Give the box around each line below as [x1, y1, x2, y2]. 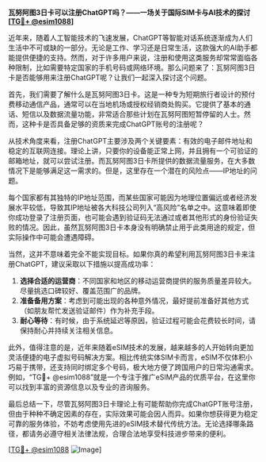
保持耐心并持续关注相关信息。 [19, 325, 117, 335]
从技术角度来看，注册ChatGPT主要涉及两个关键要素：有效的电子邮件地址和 [8, 137, 253, 145]
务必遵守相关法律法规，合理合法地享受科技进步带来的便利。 [35, 429, 230, 438]
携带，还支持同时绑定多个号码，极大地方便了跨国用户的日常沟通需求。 [28, 363, 258, 372]
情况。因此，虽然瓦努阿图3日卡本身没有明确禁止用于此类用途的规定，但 [21, 222, 256, 232]
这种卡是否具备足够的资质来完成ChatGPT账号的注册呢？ [21, 119, 204, 129]
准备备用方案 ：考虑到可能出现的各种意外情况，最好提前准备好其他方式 [19, 296, 249, 305]
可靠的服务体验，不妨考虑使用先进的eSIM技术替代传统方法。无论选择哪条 [8, 419, 247, 428]
